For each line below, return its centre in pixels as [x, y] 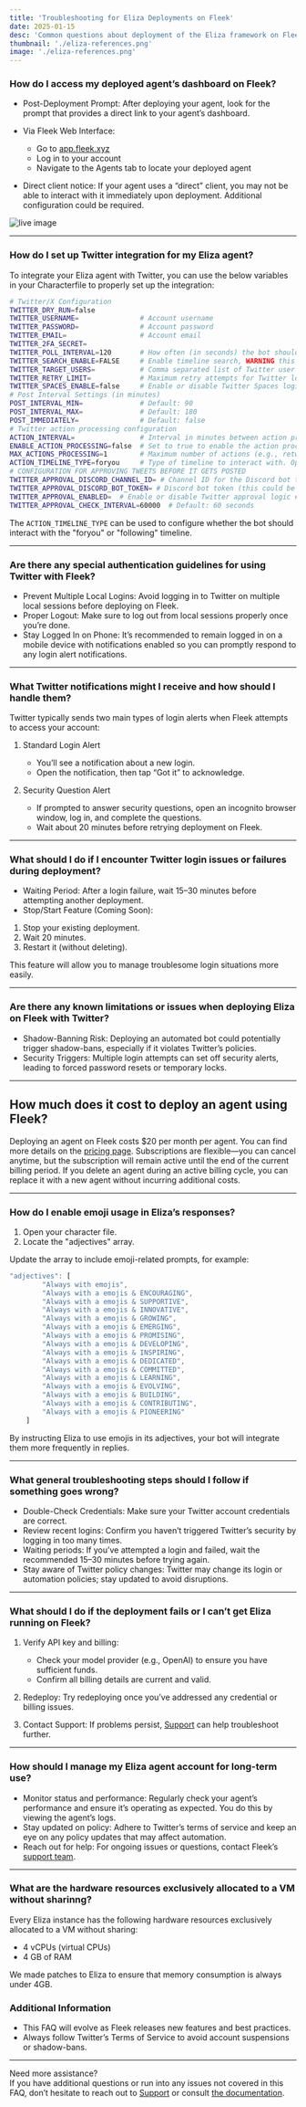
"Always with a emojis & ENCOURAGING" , [118, 1293]
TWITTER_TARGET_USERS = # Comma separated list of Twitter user [153, 369]
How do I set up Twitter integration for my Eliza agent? [132, 255]
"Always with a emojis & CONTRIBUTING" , [120, 1404]
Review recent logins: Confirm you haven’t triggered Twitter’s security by [159, 1530]
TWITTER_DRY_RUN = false [52, 310]
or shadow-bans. [55, 2048]
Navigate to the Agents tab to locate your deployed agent [144, 168]
